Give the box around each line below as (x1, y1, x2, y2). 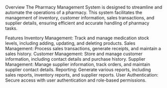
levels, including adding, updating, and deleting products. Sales (5, 40, 136, 46)
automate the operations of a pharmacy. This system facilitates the (5, 9, 143, 15)
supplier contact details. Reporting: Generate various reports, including (5, 67, 151, 73)
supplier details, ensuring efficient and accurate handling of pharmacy (5, 20, 150, 26)
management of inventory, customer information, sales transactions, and (5, 15, 155, 20)
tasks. (5, 25, 18, 31)
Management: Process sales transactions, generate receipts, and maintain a (5, 46, 161, 51)
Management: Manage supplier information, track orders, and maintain (5, 62, 151, 67)
